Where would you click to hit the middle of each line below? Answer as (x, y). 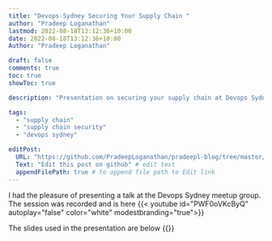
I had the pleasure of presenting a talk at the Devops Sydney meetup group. (135, 195)
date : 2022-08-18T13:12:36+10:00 (65, 38)
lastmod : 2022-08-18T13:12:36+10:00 (70, 31)
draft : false (30, 61)
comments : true (34, 68)
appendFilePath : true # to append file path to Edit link (116, 172)
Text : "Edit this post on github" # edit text (96, 164)
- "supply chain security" (61, 127)
